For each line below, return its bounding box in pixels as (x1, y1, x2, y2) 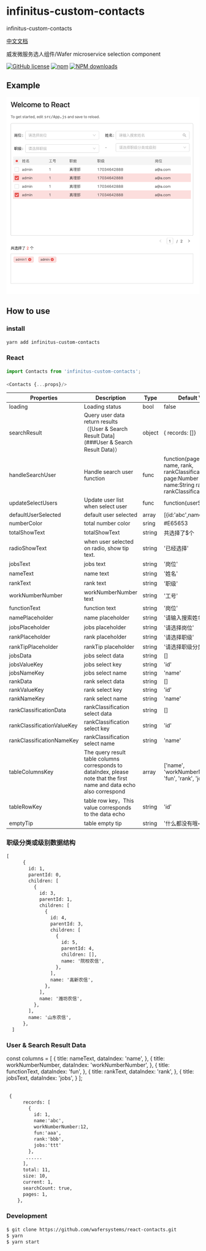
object (142, 428, 159, 436)
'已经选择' (163, 544, 189, 552)
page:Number (163, 474, 199, 482)
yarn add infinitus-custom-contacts (6, 339, 100, 346)
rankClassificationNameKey (9, 737, 79, 744)
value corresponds (83, 804, 132, 811)
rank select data (83, 678, 124, 685)
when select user (83, 502, 128, 510)
